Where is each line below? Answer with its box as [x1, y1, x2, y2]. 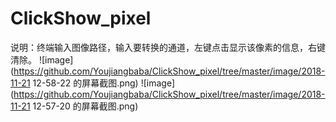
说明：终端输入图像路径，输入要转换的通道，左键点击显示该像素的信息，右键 [10, 41, 326, 53]
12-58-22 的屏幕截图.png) [32, 77, 139, 89]
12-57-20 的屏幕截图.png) [32, 100, 139, 112]
